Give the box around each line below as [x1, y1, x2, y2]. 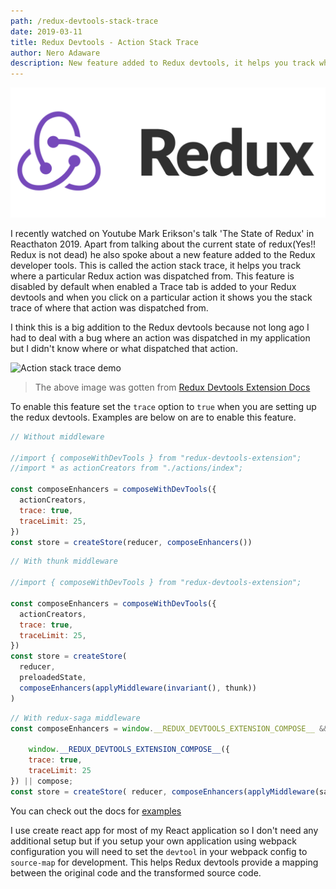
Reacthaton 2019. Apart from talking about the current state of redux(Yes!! [10, 238, 317, 250]
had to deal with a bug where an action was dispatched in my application [10, 331, 311, 344]
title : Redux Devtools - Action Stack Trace [10, 37, 199, 47]
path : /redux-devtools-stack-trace [10, 16, 159, 26]
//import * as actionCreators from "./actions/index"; [10, 463, 244, 474]
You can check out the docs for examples [10, 805, 182, 817]
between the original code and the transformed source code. [10, 866, 262, 879]
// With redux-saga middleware [10, 713, 141, 723]
